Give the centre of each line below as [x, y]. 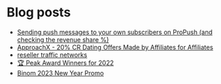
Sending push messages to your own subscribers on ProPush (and [114, 32]
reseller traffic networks [52, 55]
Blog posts [39, 12]
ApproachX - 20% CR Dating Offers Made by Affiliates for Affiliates [115, 47]
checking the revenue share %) [63, 39]
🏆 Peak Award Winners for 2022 [65, 63]
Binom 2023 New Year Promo [60, 73]
